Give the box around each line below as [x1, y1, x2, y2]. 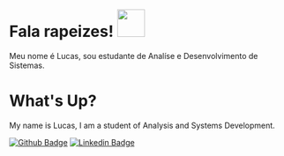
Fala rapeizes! [9, 22, 115, 41]
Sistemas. [9, 60, 45, 71]
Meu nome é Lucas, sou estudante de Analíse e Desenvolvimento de [9, 50, 258, 61]
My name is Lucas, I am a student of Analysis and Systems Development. [9, 120, 275, 130]
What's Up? [9, 91, 97, 111]
